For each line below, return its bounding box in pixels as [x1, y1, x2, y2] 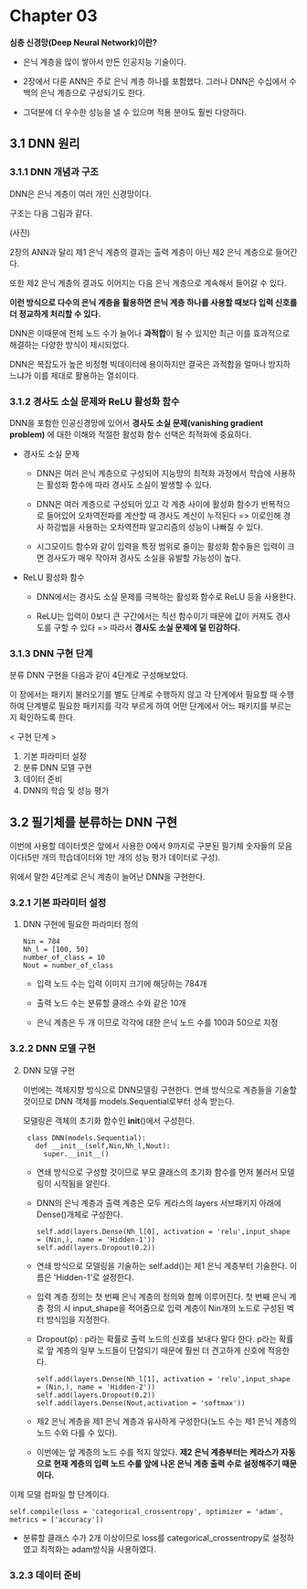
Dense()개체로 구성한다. [36, 1209, 123, 1220]
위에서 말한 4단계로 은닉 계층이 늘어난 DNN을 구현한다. [9, 871, 206, 882]
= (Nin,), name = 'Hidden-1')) [36, 1235, 156, 1244]
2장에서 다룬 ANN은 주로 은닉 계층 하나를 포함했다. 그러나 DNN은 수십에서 [22, 75, 288, 87]
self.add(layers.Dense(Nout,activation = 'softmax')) [36, 1398, 246, 1408]
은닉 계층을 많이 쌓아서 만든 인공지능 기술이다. [22, 56, 187, 67]
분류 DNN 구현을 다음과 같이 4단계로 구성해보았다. [9, 669, 189, 681]
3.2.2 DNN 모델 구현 [9, 1042, 96, 1055]
